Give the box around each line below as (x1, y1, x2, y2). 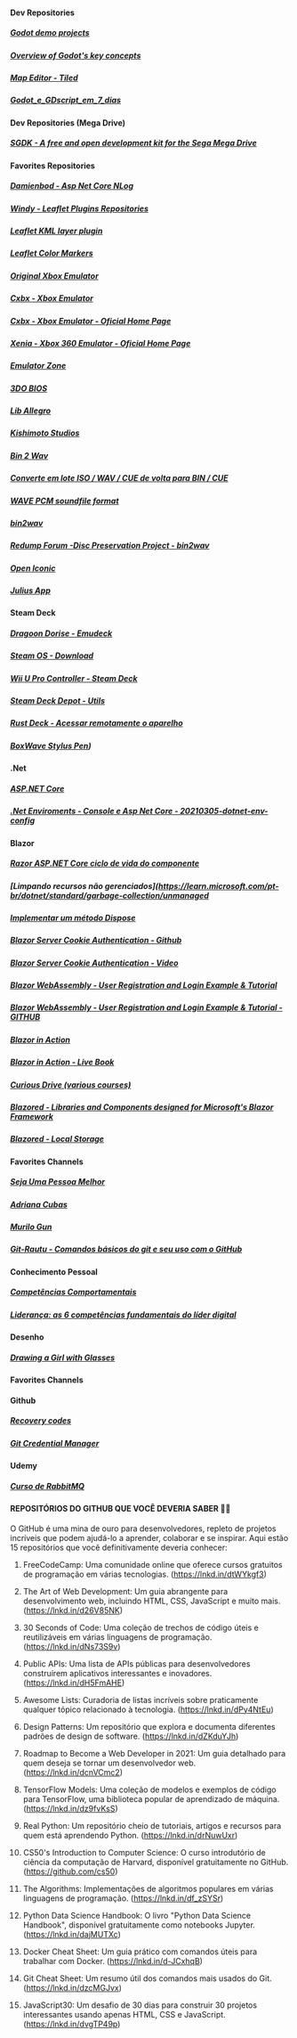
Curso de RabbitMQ (10, 1480, 85, 1491)
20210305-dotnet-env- (180, 806, 269, 817)
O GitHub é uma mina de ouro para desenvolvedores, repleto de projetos (10, 1523, 277, 1534)
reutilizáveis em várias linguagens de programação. (22, 1631, 213, 1643)
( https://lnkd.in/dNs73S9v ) (22, 1641, 121, 1651)
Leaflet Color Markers (10, 248, 94, 258)
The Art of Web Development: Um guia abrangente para (22, 1586, 229, 1596)
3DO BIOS (10, 383, 48, 394)
